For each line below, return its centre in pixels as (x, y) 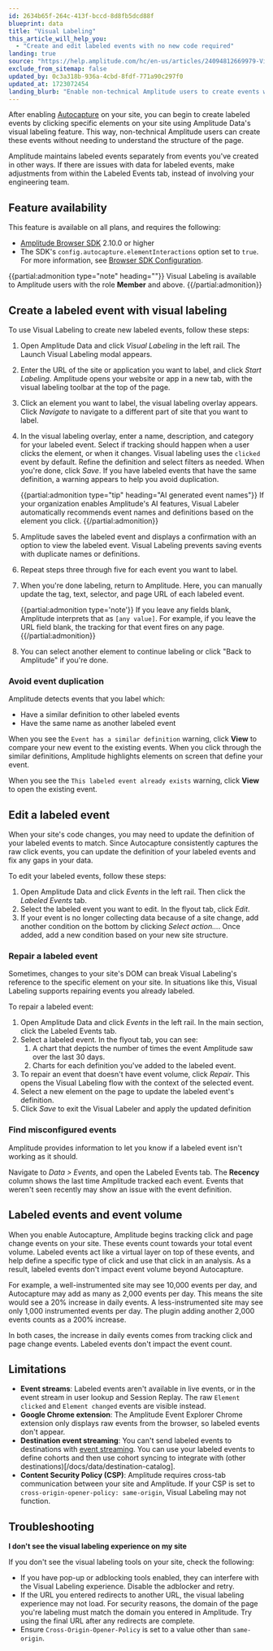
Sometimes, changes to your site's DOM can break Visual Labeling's (123, 974)
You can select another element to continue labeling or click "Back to (136, 652)
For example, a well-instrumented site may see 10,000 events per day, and (133, 1284)
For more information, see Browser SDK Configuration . (111, 260)
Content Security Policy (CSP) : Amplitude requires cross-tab (123, 1475)
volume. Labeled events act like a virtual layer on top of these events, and (131, 1252)
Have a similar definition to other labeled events (100, 715)
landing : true (32, 54)
